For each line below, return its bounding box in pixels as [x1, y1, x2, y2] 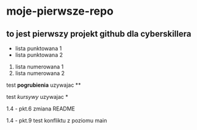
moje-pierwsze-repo [6, 4, 114, 18]
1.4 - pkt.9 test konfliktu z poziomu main [6, 117, 107, 124]
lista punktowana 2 [15, 51, 63, 59]
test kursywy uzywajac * [6, 93, 68, 100]
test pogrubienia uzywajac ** [6, 81, 81, 88]
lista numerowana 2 [15, 70, 65, 77]
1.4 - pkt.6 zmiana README [6, 105, 75, 112]
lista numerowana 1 [15, 63, 64, 70]
